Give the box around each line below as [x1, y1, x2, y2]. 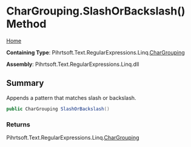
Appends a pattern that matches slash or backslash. [6, 94, 136, 101]
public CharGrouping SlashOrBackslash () [6, 106, 110, 112]
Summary [6, 78, 44, 88]
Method [6, 17, 47, 31]
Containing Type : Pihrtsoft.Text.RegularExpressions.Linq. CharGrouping [6, 48, 185, 56]
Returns [6, 120, 30, 128]
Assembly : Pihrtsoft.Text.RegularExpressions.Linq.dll [6, 60, 139, 68]
